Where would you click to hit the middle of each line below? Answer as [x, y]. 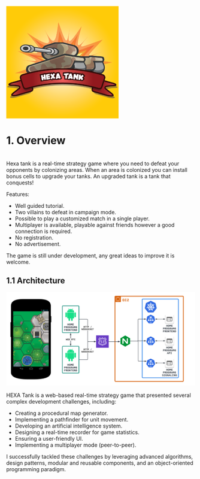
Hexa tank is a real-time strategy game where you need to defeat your [93, 163]
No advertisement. [38, 244]
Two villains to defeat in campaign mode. [66, 212]
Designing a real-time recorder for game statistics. [77, 432]
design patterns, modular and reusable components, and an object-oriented [100, 463]
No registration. [34, 237]
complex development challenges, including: [61, 402]
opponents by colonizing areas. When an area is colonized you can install [97, 169]
